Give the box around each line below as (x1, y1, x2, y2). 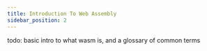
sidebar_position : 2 (7, 17, 68, 24)
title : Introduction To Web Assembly (7, 10, 117, 17)
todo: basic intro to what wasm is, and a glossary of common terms (7, 36, 201, 44)
